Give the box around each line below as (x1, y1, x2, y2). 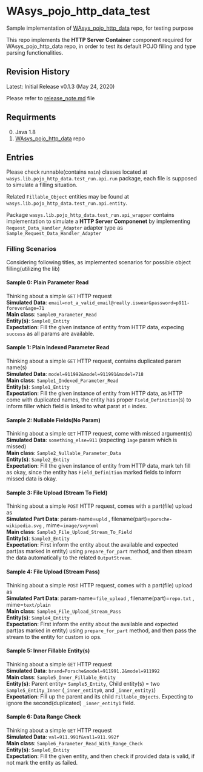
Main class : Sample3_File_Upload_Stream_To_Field (6, 528, 132, 536)
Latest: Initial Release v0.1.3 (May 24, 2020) (6, 83, 115, 90)
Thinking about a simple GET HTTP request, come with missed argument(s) (6, 430, 193, 437)
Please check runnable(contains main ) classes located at (6, 168, 147, 176)
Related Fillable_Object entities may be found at (6, 193, 129, 200)
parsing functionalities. (6, 49, 64, 56)
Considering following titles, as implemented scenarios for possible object (6, 258, 191, 265)
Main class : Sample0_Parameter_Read (6, 310, 97, 318)
